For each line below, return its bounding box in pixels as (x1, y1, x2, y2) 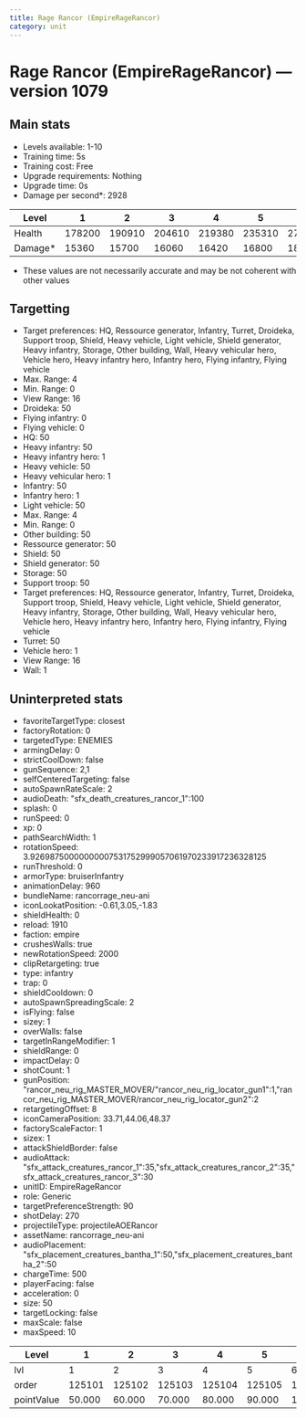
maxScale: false (22, 1317, 83, 1329)
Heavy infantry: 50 (22, 442, 93, 453)
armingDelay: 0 (22, 745, 80, 756)
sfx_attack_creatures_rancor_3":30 (22, 1171, 154, 1182)
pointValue (14, 1393, 60, 1406)
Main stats (9, 117, 71, 132)
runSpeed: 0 (22, 813, 70, 824)
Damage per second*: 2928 (22, 189, 127, 201)
